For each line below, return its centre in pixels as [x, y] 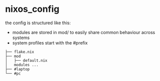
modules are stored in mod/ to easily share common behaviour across [83, 32]
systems [21, 38]
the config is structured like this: [38, 23]
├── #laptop [17, 69]
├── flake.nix [20, 52]
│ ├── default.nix [27, 60]
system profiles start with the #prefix [50, 42]
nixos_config [32, 9]
